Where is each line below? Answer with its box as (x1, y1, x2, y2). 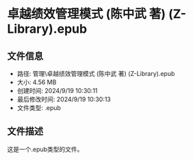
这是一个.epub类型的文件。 (7, 145, 83, 153)
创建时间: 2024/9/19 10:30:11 (16, 87, 98, 94)
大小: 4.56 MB (16, 78, 57, 86)
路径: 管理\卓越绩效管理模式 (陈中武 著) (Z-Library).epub (16, 70, 175, 77)
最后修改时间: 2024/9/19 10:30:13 (16, 95, 111, 103)
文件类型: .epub (16, 104, 62, 111)
